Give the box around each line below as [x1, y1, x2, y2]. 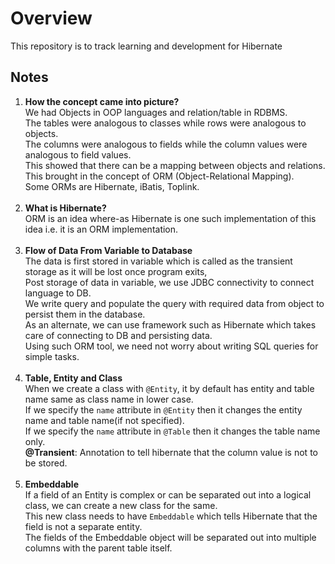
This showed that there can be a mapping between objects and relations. [24, 159, 326, 171]
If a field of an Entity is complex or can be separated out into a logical [24, 488, 312, 501]
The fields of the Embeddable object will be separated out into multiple [24, 531, 317, 543]
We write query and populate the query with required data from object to [24, 297, 325, 309]
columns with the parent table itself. [24, 542, 173, 554]
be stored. [24, 457, 68, 469]
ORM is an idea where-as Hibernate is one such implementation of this [24, 212, 317, 224]
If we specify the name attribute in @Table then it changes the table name [24, 425, 321, 437]
